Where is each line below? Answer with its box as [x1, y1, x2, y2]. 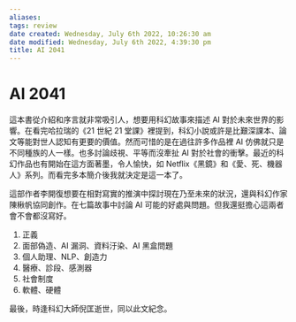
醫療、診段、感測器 [21, 263, 93, 273]
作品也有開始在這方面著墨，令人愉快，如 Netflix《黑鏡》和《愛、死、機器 [16, 158, 283, 169]
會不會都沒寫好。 [9, 211, 72, 221]
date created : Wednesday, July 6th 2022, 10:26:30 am [9, 29, 212, 38]
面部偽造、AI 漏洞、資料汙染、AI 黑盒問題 [21, 241, 174, 251]
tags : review [9, 21, 57, 30]
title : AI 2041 [9, 46, 65, 55]
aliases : [9, 12, 42, 22]
